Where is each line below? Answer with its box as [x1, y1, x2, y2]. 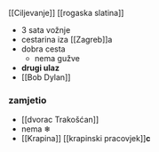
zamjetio [8, 93, 47, 106]
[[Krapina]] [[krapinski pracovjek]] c [20, 133, 151, 144]
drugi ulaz [20, 62, 60, 73]
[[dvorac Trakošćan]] [20, 115, 99, 125]
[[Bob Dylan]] [20, 72, 71, 83]
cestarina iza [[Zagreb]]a [20, 35, 113, 44]
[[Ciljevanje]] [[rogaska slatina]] [8, 8, 124, 18]
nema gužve [34, 53, 81, 63]
